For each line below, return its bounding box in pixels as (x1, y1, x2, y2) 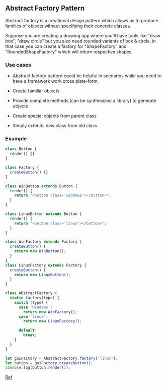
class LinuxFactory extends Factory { (5, 262, 87, 268)
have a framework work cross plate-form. (12, 78, 99, 84)
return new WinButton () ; (14, 249, 66, 254)
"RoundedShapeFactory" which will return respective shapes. (5, 48, 133, 54)
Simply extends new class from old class (12, 123, 97, 129)
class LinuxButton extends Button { (5, 211, 82, 216)
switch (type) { (14, 300, 49, 305)
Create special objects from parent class (12, 113, 97, 119)
